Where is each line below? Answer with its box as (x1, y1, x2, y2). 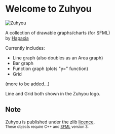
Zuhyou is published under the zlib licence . (5, 119, 95, 125)
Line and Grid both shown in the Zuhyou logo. (5, 90, 101, 96)
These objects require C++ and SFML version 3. (5, 124, 89, 129)
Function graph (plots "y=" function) (12, 65, 89, 72)
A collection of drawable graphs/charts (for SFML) (5, 29, 110, 36)
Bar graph (12, 60, 34, 66)
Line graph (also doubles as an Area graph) (12, 54, 103, 61)
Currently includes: (5, 45, 45, 51)
